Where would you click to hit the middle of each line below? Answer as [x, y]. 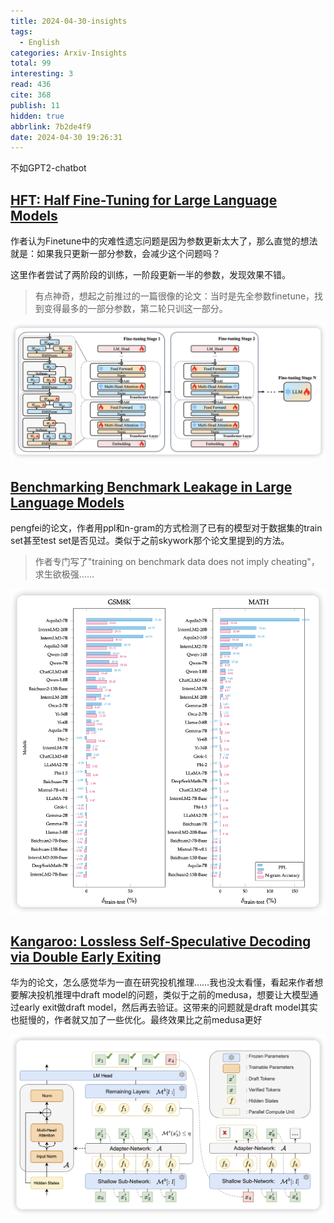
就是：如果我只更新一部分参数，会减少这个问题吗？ [115, 254]
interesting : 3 [42, 74]
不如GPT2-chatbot [48, 168]
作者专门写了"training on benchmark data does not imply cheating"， [177, 562]
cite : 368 [31, 95]
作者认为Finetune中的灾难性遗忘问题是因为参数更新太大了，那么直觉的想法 [164, 241]
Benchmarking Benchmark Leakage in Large [151, 487]
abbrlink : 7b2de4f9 [51, 126]
